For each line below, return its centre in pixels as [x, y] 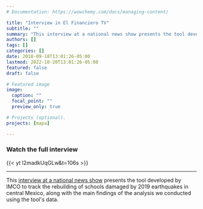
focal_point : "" [32, 101]
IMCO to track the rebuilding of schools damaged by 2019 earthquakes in [97, 186]
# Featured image [28, 84]
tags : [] [17, 45]
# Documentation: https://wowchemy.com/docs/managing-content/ [88, 12]
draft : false [23, 73]
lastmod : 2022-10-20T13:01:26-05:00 [52, 62]
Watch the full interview [42, 150]
